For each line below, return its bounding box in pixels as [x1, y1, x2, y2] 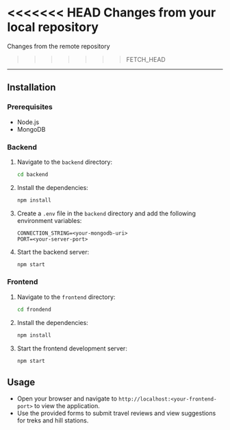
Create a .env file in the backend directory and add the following [16, 209, 196, 217]
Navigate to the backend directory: [16, 158, 113, 166]
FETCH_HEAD [126, 55, 166, 63]
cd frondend [16, 306, 51, 313]
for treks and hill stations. [16, 416, 89, 425]
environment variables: [16, 216, 82, 224]
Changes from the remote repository [7, 42, 111, 50]
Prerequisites [7, 102, 53, 112]
